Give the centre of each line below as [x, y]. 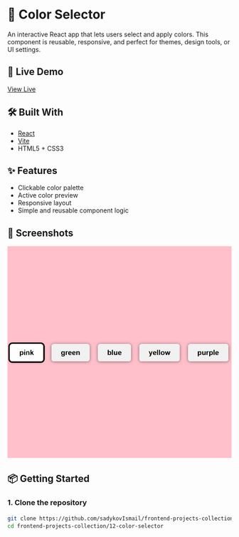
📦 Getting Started [49, 479]
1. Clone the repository [47, 503]
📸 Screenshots [41, 233]
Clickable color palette [51, 188]
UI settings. [24, 49]
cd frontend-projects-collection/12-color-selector [85, 526]
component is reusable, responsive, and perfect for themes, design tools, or [119, 41]
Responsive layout [44, 203]
